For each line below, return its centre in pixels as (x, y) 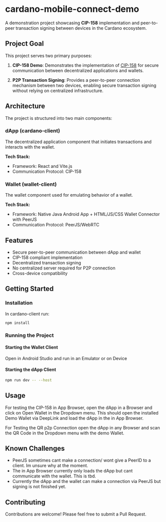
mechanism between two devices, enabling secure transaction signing (84, 85)
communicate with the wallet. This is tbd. (54, 476)
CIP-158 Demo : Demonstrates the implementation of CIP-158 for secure (85, 65)
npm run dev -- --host (28, 380)
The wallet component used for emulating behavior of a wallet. (69, 195)
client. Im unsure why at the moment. (50, 466)
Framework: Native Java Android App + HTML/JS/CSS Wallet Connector (86, 214)
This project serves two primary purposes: (49, 55)
